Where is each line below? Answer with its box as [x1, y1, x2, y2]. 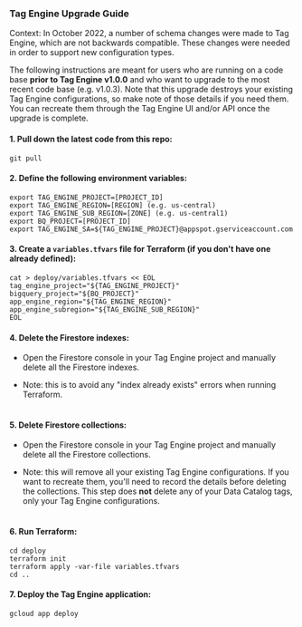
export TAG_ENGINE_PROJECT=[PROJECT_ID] [9, 193, 165, 202]
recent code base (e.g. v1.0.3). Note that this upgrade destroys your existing [9, 84, 294, 95]
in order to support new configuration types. [9, 47, 175, 58]
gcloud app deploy [9, 609, 79, 618]
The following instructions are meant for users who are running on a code [9, 64, 284, 75]
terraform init [9, 554, 67, 564]
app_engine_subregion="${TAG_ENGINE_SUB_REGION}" [9, 304, 201, 314]
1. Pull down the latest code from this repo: [9, 133, 174, 144]
